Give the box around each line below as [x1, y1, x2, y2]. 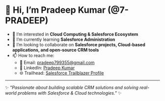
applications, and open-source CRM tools [12, 47, 99, 53]
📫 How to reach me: [12, 52, 55, 58]
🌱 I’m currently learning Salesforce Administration [12, 36, 115, 42]
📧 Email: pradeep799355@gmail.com [19, 59, 95, 66]
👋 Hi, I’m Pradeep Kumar [5, 4, 106, 16]
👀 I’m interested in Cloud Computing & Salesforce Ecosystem [12, 31, 138, 37]
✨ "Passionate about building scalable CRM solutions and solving [5, 84, 139, 90]
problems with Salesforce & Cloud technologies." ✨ [18, 90, 122, 96]
